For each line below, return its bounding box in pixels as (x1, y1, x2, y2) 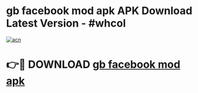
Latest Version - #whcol (6, 16, 126, 30)
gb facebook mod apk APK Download (6, 4, 193, 18)
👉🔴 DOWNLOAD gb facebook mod (6, 58, 181, 71)
